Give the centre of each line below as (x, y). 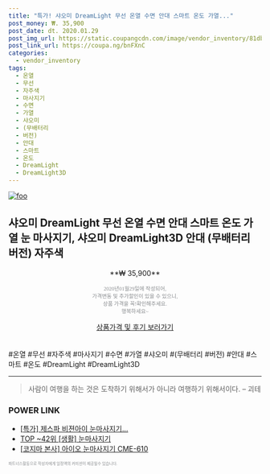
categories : (28, 53)
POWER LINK (34, 410)
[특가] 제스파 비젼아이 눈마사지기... (74, 429)
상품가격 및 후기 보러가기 (135, 327)
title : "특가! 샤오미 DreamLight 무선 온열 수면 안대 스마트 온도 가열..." (121, 16)
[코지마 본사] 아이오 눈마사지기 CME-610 (84, 449)
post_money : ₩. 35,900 (46, 23)
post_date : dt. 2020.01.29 (53, 31)
